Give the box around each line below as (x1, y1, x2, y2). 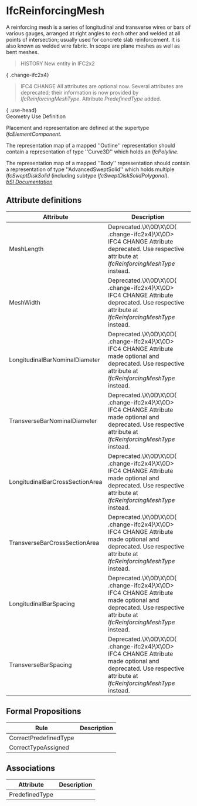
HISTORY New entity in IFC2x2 (20, 60, 95, 67)
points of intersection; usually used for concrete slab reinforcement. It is (6, 36, 181, 43)
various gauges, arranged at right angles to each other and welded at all (6, 29, 181, 36)
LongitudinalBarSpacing (9, 600, 75, 608)
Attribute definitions (6, 195, 82, 205)
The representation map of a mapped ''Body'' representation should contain (6, 159, 190, 166)
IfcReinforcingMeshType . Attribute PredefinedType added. (20, 95, 161, 102)
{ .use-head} (6, 106, 37, 113)
